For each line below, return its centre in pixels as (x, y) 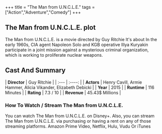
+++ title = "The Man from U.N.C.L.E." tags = (50, 7)
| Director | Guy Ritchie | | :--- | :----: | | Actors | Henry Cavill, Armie (74, 82)
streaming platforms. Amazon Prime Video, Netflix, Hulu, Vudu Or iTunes (78, 126)
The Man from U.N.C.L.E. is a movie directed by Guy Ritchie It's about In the (81, 39)
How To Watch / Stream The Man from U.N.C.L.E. (64, 105)
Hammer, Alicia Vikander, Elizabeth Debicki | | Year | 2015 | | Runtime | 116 (80, 87)
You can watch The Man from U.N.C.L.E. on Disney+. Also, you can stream (80, 116)
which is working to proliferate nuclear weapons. (54, 55)
